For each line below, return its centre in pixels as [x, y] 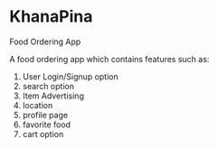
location [38, 105]
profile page [45, 115]
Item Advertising [53, 96]
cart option [43, 134]
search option [48, 86]
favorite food [46, 125]
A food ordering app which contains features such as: [109, 59]
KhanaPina [51, 17]
